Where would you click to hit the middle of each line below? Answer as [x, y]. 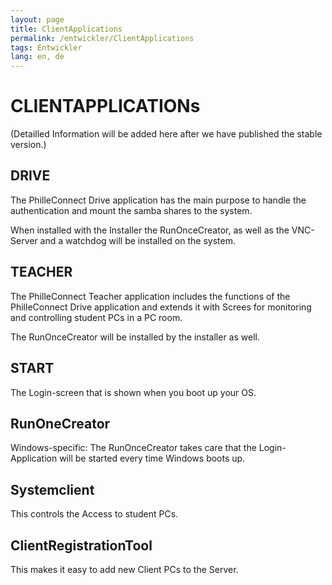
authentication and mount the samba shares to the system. [131, 210]
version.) [28, 145]
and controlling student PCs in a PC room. [96, 317]
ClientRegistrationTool [81, 545]
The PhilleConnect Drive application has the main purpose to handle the [158, 200]
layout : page [37, 19]
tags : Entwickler [46, 47]
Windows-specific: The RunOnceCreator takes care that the [133, 448]
